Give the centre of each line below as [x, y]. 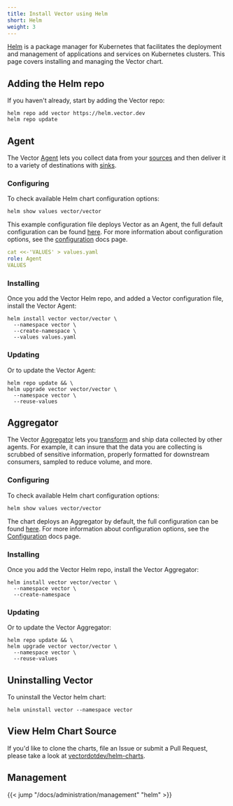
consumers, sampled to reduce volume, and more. [80, 462]
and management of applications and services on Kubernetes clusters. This [116, 54]
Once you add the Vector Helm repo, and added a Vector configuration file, [115, 299]
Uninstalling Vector [50, 680]
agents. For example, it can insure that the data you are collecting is [105, 447]
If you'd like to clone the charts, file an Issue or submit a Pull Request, [108, 748]
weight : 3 [22, 27]
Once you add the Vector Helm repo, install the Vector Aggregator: [103, 569]
